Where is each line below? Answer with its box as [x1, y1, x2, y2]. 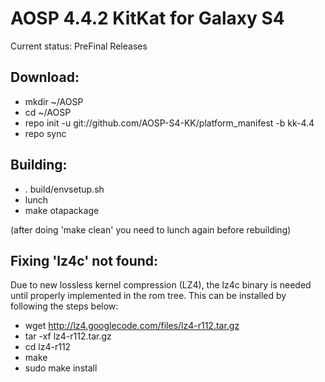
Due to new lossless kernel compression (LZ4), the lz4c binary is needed [10, 279, 312, 291]
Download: [10, 69, 80, 86]
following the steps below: [10, 300, 119, 312]
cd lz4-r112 [24, 341, 72, 353]
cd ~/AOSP [24, 106, 72, 118]
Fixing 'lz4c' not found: [10, 252, 159, 269]
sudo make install [24, 362, 98, 374]
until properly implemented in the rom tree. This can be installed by [10, 290, 287, 302]
